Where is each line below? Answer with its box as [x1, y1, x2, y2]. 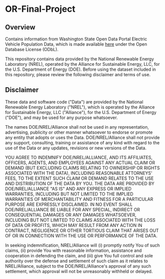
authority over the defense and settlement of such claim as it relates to [5, 258, 148, 264]
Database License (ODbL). [5, 47, 59, 52]
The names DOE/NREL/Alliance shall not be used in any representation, [5, 124, 149, 130]
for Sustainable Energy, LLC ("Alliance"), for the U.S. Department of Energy [5, 109, 157, 115]
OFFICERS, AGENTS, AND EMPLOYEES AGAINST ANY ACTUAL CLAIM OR [5, 160, 156, 166]
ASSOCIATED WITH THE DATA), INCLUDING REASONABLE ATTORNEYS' [5, 170, 153, 176]
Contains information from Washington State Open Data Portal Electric [5, 36, 147, 42]
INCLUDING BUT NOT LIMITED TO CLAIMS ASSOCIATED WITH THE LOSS [5, 217, 156, 223]
